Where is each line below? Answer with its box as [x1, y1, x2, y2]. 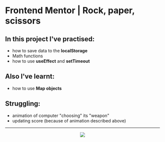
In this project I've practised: [5, 35, 95, 43]
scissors [5, 15, 41, 26]
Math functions [12, 53, 43, 59]
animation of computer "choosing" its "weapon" [12, 113, 110, 118]
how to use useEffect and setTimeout [12, 58, 90, 64]
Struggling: [5, 99, 41, 108]
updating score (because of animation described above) [12, 118, 126, 123]
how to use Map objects [12, 85, 62, 91]
